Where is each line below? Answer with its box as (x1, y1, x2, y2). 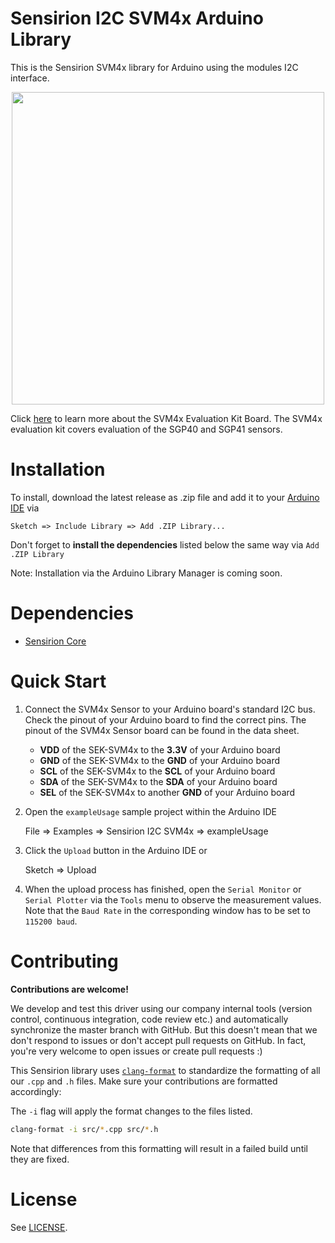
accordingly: (10, 1085, 62, 1097)
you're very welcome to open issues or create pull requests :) (10, 1045, 263, 1057)
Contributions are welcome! (10, 983, 129, 995)
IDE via (10, 502, 40, 514)
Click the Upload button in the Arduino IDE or (24, 844, 208, 856)
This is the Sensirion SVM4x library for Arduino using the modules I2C (10, 61, 299, 73)
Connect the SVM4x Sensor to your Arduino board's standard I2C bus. (24, 703, 316, 715)
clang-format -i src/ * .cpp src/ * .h (10, 1124, 159, 1134)
